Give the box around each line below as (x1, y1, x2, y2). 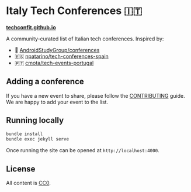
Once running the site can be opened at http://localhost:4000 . (6, 147, 159, 154)
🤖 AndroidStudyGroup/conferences (14, 46, 100, 53)
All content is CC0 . (6, 180, 51, 187)
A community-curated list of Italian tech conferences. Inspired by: (6, 35, 164, 42)
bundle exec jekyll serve (6, 136, 69, 142)
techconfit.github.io (6, 23, 57, 30)
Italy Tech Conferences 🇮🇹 (6, 4, 143, 18)
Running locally (6, 115, 64, 125)
